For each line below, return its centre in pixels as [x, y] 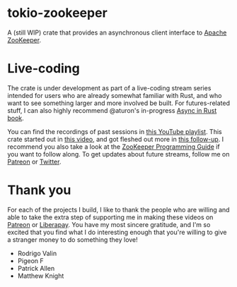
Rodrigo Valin [37, 253]
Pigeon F [30, 261]
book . [16, 118]
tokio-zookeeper [57, 13]
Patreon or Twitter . [34, 161]
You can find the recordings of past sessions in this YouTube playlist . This [115, 131]
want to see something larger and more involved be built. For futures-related [118, 103]
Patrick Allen [36, 268]
